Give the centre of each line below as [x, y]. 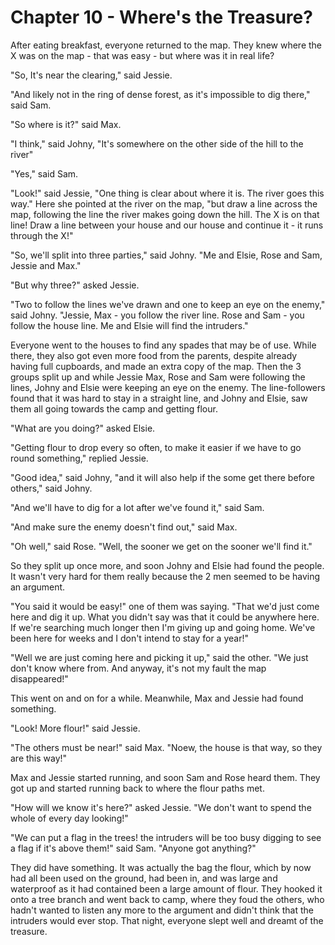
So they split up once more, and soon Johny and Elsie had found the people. [167, 565]
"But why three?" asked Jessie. [75, 285]
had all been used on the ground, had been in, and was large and [144, 878]
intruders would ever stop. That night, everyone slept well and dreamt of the [167, 920]
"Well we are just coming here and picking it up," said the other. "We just [159, 657]
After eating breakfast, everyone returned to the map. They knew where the [166, 45]
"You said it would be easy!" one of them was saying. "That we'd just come [165, 606]
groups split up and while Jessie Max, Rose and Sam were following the [158, 377]
